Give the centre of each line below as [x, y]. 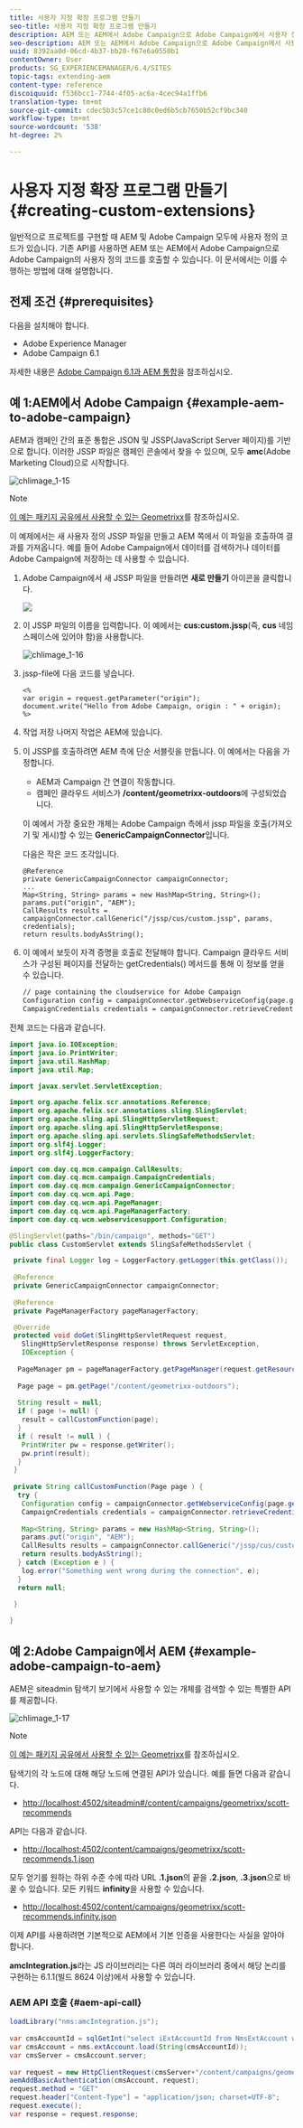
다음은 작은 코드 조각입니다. [71, 854]
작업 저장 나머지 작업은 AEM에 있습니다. [92, 732]
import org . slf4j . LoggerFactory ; [72, 1153]
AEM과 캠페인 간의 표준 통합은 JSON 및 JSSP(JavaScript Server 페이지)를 [142, 440]
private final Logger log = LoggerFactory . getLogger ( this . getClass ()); [151, 1261]
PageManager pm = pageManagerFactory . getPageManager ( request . [137, 1369]
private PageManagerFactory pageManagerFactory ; [106, 1311]
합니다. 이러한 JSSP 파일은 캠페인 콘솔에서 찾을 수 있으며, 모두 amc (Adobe [158, 452]
